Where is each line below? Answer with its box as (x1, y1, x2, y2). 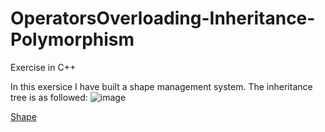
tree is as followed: (10, 91, 88, 103)
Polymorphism (10, 28, 135, 51)
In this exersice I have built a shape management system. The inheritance (10, 80, 313, 92)
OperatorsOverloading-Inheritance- (10, 7, 316, 30)
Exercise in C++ (10, 61, 77, 73)
